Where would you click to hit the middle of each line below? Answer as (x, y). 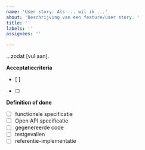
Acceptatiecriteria (29, 68)
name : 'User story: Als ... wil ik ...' (57, 12)
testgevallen (30, 134)
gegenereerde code (39, 128)
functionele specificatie (44, 114)
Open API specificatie (41, 121)
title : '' (18, 23)
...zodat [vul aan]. (28, 56)
